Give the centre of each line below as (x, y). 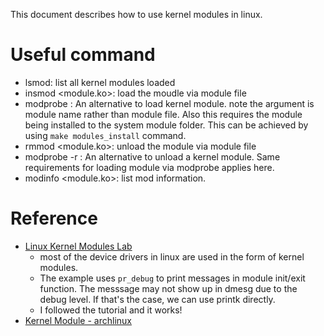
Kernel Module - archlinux (78, 320)
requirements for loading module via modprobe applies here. (149, 167)
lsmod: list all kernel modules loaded (100, 82)
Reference (54, 218)
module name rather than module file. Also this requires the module (163, 114)
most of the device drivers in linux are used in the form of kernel (172, 256)
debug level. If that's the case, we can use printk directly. (157, 299)
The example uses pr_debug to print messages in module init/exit (172, 278)
